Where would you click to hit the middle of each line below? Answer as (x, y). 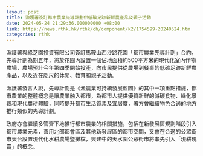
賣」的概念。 (22, 147)
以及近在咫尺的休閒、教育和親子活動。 (70, 75)
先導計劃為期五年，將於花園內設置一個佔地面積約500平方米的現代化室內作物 (101, 60)
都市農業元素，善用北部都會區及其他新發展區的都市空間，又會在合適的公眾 (99, 132)
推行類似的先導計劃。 (33, 111)
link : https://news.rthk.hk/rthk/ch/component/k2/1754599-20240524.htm (98, 29)
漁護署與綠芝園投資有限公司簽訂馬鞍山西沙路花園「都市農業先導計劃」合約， (101, 53)
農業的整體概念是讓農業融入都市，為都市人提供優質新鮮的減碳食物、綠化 (101, 96)
